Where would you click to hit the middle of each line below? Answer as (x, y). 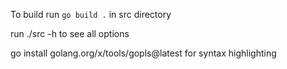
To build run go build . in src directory (91, 14)
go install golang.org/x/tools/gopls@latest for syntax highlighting (143, 53)
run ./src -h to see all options (70, 33)
